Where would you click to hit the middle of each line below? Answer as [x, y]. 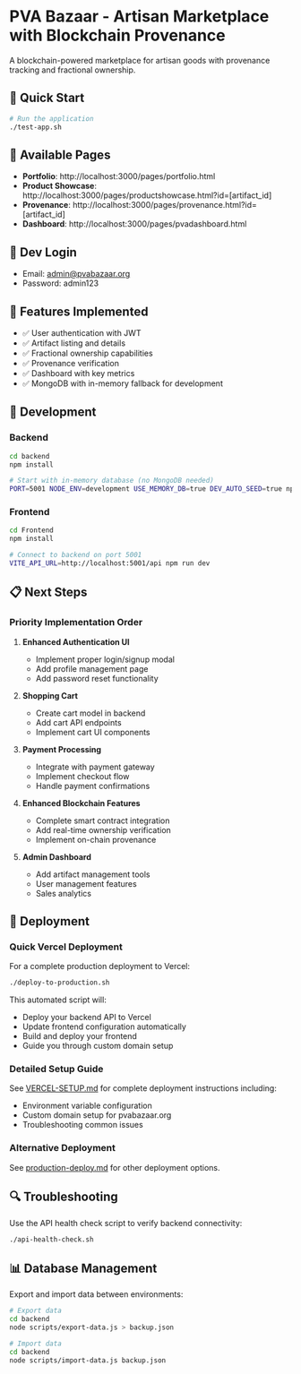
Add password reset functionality [97, 678]
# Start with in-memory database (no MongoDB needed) [112, 481]
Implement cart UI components [93, 732]
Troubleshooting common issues [82, 1125]
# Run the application [52, 118]
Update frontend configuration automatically [104, 1026]
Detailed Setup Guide [56, 1069]
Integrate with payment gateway [95, 767]
